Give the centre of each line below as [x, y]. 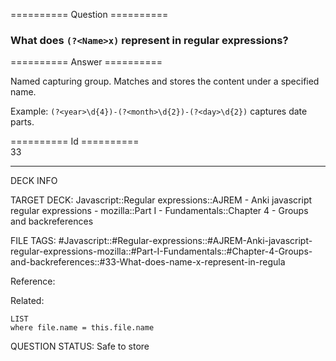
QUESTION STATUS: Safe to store [80, 346]
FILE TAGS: [33, 241]
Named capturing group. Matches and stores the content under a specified [165, 81]
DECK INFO [34, 181]
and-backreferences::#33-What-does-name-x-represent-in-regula [148, 262]
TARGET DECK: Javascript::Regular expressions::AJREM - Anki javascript [161, 200]
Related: [27, 301]
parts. [22, 122]
